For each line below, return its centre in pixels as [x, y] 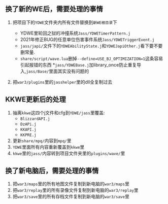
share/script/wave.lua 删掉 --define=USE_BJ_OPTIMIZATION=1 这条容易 [92, 58]
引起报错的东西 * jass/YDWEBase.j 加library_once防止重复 [78, 64]
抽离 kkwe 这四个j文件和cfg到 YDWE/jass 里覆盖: [59, 113]
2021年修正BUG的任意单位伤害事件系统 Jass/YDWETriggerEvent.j [87, 39]
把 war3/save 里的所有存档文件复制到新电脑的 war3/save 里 [71, 196]
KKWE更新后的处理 [36, 100]
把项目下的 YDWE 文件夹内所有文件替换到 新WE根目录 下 [65, 22]
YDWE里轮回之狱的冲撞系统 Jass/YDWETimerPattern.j [75, 33]
